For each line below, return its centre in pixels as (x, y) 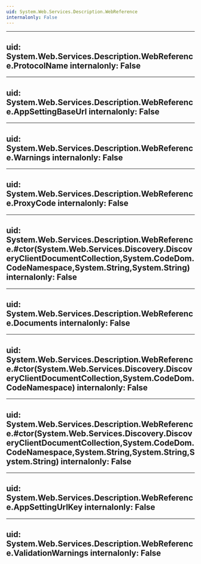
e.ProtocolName (37, 65)
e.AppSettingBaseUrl (47, 111)
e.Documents (32, 323)
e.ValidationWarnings (47, 553)
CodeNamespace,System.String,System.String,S (100, 452)
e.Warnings (28, 157)
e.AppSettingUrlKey (45, 508)
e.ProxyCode (31, 203)
